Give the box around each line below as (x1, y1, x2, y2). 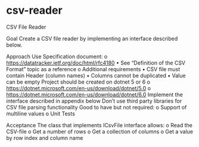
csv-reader (6, 4, 63, 17)
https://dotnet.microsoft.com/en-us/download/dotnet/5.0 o (6, 84, 151, 91)
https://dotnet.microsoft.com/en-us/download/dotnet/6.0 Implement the (6, 91, 184, 98)
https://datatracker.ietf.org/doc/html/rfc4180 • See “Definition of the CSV (6, 59, 186, 66)
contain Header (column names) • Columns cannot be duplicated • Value (6, 72, 186, 79)
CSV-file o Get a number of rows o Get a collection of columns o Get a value (6, 128, 194, 135)
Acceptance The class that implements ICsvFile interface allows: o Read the (6, 121, 192, 128)
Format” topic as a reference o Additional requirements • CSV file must (6, 65, 181, 72)
